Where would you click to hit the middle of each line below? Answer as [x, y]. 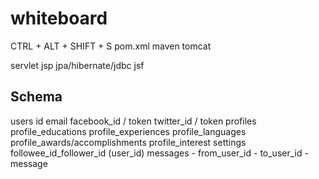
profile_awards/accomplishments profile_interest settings [128, 142]
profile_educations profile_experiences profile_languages [128, 131]
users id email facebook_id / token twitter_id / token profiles [133, 121]
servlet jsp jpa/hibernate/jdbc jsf [77, 65]
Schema [36, 97]
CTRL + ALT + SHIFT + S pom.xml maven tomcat [111, 46]
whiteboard [59, 18]
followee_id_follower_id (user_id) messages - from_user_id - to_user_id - [159, 153]
